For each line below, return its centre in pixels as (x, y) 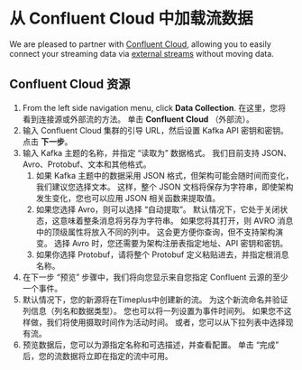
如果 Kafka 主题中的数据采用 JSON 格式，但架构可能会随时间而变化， (165, 175)
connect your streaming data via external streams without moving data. (142, 53)
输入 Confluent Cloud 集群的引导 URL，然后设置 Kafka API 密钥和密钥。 (155, 130)
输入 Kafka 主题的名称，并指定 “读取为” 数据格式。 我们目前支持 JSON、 (156, 153)
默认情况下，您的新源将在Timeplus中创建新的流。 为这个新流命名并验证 (155, 300)
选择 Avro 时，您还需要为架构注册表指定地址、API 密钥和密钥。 (171, 243)
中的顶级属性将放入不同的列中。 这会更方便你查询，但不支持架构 (156, 232)
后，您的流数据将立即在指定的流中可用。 (97, 356)
